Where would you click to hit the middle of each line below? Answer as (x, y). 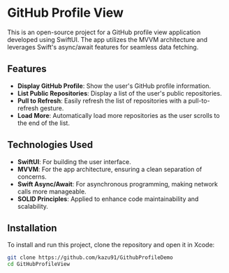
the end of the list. (43, 123)
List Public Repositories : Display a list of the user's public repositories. (119, 93)
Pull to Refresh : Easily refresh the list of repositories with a (102, 101)
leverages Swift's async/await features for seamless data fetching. (103, 47)
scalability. (33, 206)
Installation (32, 228)
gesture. (52, 108)
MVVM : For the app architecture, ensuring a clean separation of (110, 169)
